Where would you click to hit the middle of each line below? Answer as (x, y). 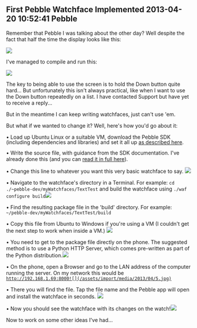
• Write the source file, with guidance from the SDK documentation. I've (93, 153)
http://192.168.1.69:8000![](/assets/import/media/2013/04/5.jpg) (89, 279)
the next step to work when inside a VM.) (56, 230)
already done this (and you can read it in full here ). (67, 159)
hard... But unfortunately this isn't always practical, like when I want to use (96, 90)
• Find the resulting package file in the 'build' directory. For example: (89, 207)
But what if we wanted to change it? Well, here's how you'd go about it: (92, 125)
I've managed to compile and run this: (52, 62)
